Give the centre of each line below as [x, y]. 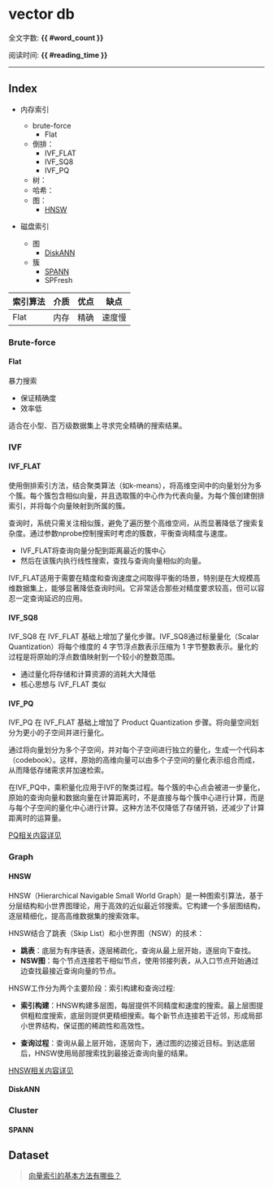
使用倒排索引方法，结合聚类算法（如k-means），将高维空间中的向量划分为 [132, 485]
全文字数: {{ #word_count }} [56, 37]
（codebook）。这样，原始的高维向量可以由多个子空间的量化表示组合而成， [134, 760]
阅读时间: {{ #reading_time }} [58, 54]
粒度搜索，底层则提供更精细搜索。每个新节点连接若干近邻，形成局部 [148, 1015]
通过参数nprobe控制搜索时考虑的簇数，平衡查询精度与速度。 [131, 533]
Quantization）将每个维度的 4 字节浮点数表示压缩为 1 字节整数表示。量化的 [133, 646]
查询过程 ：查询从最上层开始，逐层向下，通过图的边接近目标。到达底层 [138, 1042]
